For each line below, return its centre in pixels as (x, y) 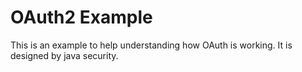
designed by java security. (64, 55)
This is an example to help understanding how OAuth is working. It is (151, 45)
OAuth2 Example (81, 17)
